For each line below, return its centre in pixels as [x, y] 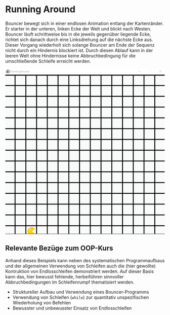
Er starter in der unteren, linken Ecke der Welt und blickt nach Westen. [78, 28]
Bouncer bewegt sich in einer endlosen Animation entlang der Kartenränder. [84, 23]
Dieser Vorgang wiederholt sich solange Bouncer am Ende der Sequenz [80, 45]
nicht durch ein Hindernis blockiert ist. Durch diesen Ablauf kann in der [79, 50]
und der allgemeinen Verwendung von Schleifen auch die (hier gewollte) [80, 266]
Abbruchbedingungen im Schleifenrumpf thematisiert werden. [70, 282]
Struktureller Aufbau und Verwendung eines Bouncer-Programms [81, 292]
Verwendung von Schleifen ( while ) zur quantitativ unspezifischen [81, 297]
